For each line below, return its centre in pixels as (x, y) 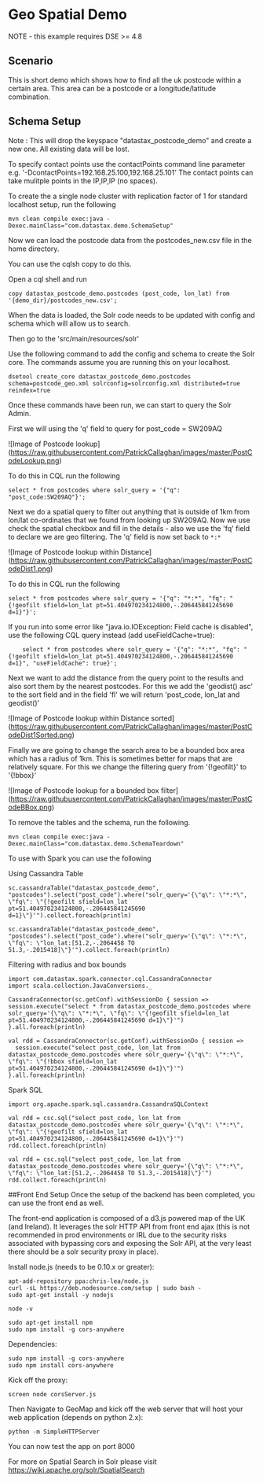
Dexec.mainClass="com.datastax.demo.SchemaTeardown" (96, 843)
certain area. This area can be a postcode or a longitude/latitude (112, 88)
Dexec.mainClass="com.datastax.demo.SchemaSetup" (91, 226)
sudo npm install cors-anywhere (61, 1365)
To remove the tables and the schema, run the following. (99, 822)
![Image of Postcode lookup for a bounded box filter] (93, 790)
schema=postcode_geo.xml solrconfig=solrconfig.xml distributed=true (124, 383)
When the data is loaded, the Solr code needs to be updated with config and (131, 315)
